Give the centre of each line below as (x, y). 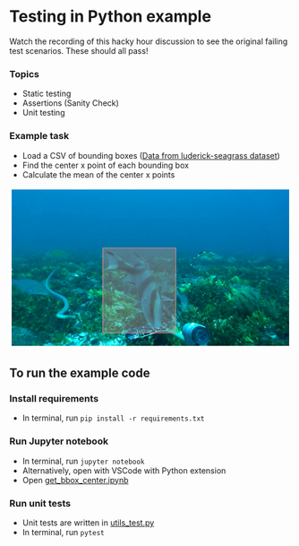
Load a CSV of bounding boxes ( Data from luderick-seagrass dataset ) (151, 155)
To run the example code (80, 373)
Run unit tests (40, 503)
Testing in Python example (111, 17)
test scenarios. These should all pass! (79, 50)
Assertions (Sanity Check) (70, 103)
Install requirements (54, 399)
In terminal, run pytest (63, 533)
